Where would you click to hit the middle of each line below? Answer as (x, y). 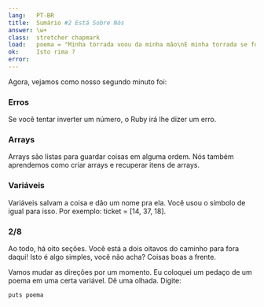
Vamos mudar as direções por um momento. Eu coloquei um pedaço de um (130, 272)
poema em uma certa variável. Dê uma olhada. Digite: (95, 281)
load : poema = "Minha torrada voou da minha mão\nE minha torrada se (128, 45)
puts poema (26, 295)
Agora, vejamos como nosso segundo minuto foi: (88, 81)
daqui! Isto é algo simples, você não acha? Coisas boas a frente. (112, 257)
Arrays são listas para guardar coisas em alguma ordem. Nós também (121, 157)
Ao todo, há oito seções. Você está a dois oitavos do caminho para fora (124, 249)
